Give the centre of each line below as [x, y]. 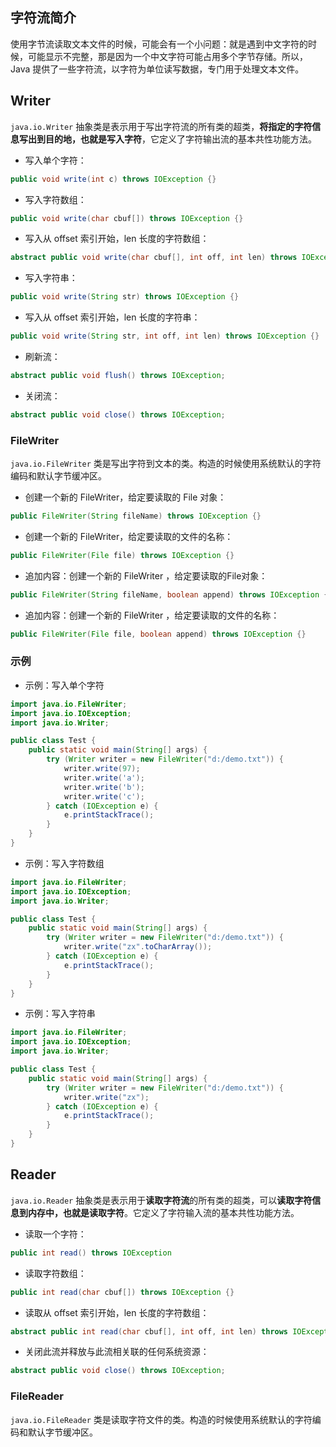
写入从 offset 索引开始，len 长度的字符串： [112, 317]
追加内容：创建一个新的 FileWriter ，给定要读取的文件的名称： [152, 615]
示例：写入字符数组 [64, 863]
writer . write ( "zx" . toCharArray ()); [138, 947]
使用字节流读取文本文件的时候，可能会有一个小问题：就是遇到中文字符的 [159, 44]
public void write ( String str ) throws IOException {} [125, 297]
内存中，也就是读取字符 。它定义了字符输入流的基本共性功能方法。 [163, 1212]
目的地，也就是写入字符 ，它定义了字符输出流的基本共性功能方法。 [180, 139]
